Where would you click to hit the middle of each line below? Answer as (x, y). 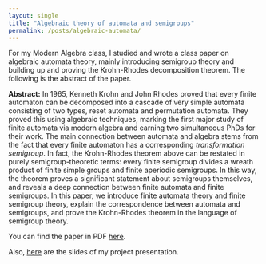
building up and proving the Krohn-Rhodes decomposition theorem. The (127, 70)
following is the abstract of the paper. (70, 79)
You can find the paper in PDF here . (67, 237)
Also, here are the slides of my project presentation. (93, 252)
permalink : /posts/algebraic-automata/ (75, 30)
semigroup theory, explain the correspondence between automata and (125, 204)
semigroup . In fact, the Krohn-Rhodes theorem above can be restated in (127, 153)
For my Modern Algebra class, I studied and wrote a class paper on (119, 53)
